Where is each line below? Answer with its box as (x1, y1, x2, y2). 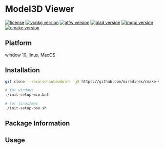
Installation (5, 66, 40, 74)
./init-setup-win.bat (5, 92, 49, 97)
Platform (5, 39, 32, 47)
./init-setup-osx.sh (5, 106, 47, 111)
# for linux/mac (5, 101, 38, 106)
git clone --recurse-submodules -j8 (5, 79, 80, 84)
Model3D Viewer (5, 3, 75, 15)
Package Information (5, 119, 70, 128)
